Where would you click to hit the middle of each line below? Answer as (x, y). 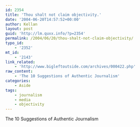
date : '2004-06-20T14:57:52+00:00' (43, 19)
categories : (18, 81)
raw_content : (19, 72)
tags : (11, 90)
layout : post (19, 29)
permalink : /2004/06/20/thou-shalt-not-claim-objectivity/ (69, 39)
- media (22, 100)
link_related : (20, 62)
